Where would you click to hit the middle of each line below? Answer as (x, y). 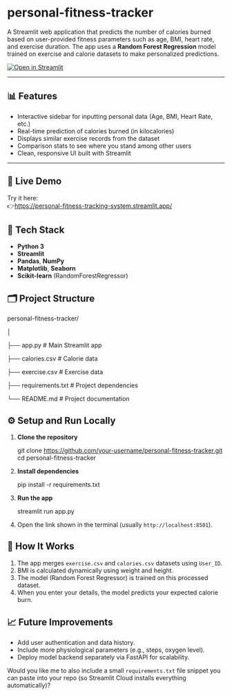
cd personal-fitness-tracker (57, 458)
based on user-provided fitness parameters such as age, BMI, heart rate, (111, 39)
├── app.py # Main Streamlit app (55, 345)
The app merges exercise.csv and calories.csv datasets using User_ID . (120, 563)
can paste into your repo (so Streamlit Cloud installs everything (97, 677)
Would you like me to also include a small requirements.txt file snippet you (114, 670)
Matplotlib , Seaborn (46, 269)
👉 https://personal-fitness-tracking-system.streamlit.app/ (90, 206)
